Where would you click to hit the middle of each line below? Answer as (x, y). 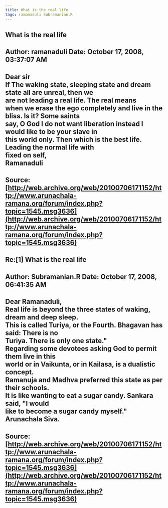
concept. (20, 372)
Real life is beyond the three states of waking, (78, 310)
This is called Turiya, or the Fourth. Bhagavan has (84, 325)
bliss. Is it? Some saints (43, 116)
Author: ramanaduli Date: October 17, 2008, (74, 52)
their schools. (27, 388)
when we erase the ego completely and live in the (84, 108)
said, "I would (27, 403)
